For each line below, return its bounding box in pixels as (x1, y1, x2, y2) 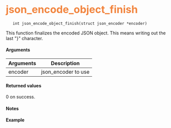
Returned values (6, 82, 42, 88)
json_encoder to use (41, 69, 90, 76)
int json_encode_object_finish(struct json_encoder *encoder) (12, 21, 147, 26)
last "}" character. (6, 35, 43, 41)
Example (6, 117, 25, 123)
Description (50, 60, 80, 67)
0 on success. (6, 94, 36, 100)
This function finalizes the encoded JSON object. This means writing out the (6, 29, 166, 36)
